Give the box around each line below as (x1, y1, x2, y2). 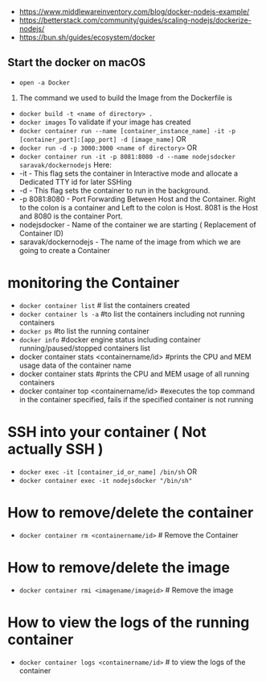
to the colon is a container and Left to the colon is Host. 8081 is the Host (18, 202, 259, 212)
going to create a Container (18, 245, 110, 255)
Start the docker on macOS (7, 56, 146, 69)
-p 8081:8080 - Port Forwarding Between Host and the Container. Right (18, 193, 256, 204)
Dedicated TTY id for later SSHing (18, 177, 132, 186)
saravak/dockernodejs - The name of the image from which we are (18, 237, 241, 247)
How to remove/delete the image (7, 558, 231, 576)
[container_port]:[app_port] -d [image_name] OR (18, 134, 186, 143)
